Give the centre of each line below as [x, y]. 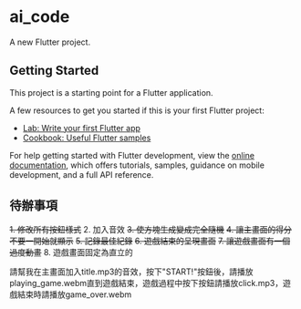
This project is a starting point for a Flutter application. [111, 92]
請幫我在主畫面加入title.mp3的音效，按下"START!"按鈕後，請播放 [131, 272]
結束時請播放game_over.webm [74, 294]
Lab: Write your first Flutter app [82, 128]
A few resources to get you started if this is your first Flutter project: [137, 110]
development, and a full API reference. [82, 174]
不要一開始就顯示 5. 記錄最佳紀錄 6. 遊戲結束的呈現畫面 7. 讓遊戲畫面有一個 [150, 241]
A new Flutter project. [50, 42]
